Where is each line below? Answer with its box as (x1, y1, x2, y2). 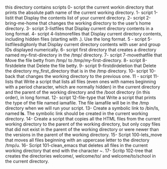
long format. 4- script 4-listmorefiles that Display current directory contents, (5, 31, 162, 36)
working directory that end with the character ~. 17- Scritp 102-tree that (5, 147, 152, 153)
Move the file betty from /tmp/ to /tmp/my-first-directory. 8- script (5, 57, 141, 63)
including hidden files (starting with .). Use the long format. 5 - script (5, 36, 146, 42)
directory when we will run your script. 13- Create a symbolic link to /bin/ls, (5, 105, 160, 111)
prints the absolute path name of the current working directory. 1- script (5, 9, 153, 15)
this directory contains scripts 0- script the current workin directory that (5, 4, 153, 10)
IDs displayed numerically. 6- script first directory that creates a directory (5, 47, 156, 52)
